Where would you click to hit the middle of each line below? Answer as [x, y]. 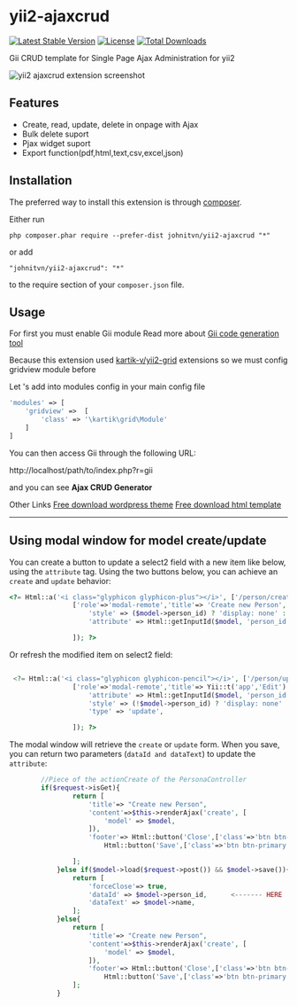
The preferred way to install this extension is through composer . [126, 202]
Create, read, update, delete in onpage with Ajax [110, 124]
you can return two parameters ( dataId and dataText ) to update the [133, 754]
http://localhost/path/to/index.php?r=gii [81, 470]
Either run [27, 219]
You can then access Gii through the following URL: [103, 453]
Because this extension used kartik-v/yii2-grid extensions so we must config [148, 360]
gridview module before [53, 370]
